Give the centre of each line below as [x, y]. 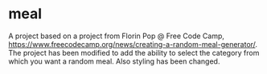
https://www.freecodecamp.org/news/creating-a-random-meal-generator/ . [133, 44]
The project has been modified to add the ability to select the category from [134, 53]
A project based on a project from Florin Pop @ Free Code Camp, [117, 36]
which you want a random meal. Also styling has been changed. [114, 61]
